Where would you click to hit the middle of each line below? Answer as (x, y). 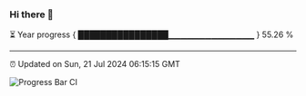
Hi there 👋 (32, 14)
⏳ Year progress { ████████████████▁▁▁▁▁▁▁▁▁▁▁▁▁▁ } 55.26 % (152, 34)
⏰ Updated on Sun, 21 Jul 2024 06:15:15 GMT (95, 64)
